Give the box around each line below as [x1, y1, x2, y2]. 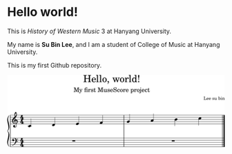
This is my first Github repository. [7, 61, 102, 69]
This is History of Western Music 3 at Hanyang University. [7, 27, 171, 35]
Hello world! [7, 4, 78, 20]
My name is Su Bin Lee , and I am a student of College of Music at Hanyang [7, 40, 220, 48]
